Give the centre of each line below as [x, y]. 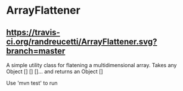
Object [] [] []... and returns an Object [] [55, 71]
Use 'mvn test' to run [32, 83]
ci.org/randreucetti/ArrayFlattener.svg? [82, 41]
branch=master [36, 51]
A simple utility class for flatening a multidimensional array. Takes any [91, 65]
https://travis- [33, 32]
